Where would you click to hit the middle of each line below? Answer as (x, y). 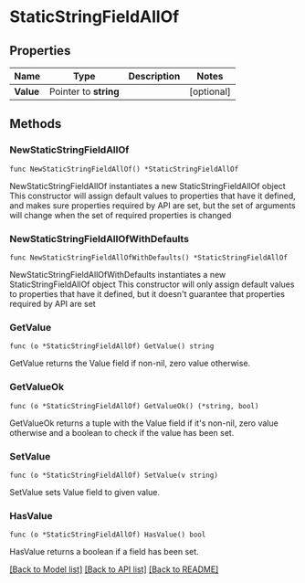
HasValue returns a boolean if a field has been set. (104, 552)
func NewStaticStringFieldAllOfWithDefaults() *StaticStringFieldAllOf (148, 258)
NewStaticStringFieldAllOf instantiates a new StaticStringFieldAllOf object (147, 185)
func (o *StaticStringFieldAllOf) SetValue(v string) (114, 475)
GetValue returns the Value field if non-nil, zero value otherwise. (130, 364)
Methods (36, 124)
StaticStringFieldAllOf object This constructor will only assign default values (152, 284)
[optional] (210, 91)
